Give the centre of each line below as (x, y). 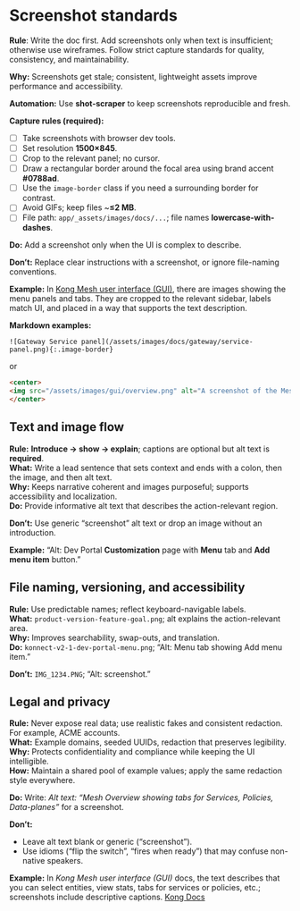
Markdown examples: (50, 325)
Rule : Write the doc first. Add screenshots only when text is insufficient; (142, 40)
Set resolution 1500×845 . (70, 148)
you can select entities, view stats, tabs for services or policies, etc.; (135, 888)
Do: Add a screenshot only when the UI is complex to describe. (125, 245)
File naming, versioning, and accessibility (127, 588)
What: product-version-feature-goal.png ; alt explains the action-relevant (145, 619)
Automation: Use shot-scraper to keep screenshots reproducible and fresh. (150, 103)
